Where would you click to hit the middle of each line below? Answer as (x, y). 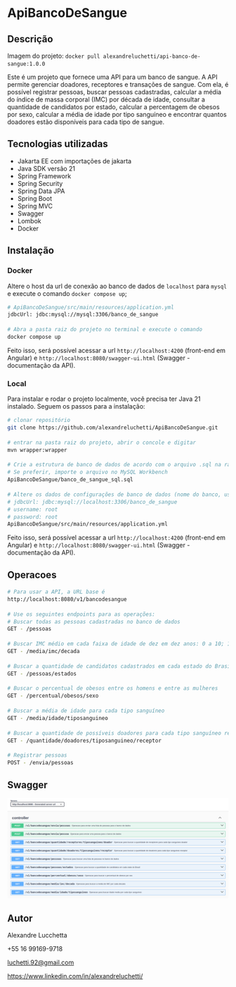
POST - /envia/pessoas (40, 763)
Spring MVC (35, 206)
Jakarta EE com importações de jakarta (74, 161)
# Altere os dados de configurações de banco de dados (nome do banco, (114, 495)
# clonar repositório (39, 421)
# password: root (33, 517)
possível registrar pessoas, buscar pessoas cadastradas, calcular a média (114, 92)
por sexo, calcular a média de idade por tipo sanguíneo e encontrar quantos (117, 114)
